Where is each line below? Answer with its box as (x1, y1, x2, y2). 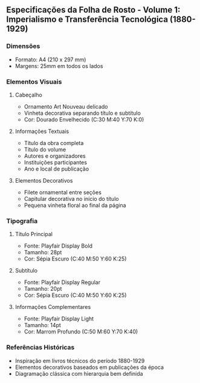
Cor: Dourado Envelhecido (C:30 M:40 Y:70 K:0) (24, 115, 144, 123)
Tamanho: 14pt (24, 322, 62, 329)
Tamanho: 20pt (24, 285, 62, 293)
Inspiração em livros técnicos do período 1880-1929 (15, 357, 145, 364)
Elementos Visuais (6, 77, 62, 86)
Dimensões (6, 42, 40, 50)
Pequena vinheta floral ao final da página (24, 202, 126, 209)
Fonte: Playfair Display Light (24, 315, 94, 322)
